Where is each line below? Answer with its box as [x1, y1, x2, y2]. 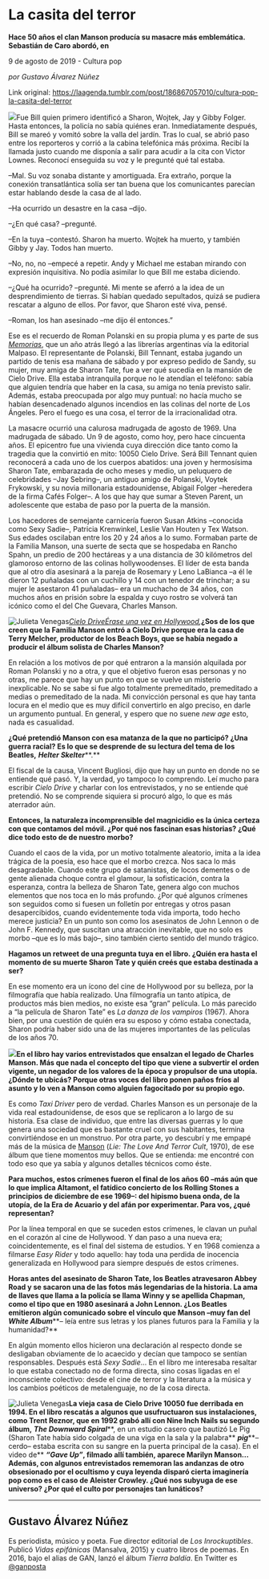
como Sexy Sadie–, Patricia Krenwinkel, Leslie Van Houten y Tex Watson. [8, 524, 249, 533]
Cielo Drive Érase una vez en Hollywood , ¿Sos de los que [69, 616, 255, 626]
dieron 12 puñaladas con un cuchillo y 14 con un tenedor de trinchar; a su [8, 575, 251, 585]
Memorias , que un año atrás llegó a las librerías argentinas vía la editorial [8, 339, 250, 349]
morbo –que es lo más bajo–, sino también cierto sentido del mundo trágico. [8, 933, 259, 943]
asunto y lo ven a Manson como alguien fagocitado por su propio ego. [8, 1083, 246, 1093]
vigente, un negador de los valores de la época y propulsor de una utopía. [8, 1066, 258, 1075]
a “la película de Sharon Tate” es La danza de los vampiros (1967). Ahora [8, 1006, 250, 1017]
